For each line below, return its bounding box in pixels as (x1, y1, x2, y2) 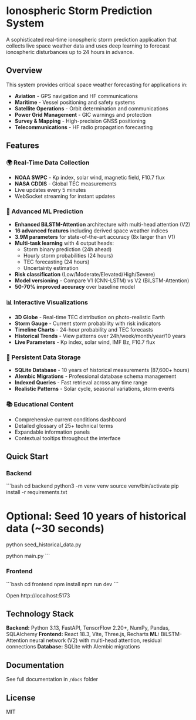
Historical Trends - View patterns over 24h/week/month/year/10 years (14, 333, 186, 340)
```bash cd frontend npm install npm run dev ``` (6, 580, 119, 587)
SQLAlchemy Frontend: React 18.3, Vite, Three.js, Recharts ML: (6, 631, 160, 638)
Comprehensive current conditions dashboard (14, 415, 126, 423)
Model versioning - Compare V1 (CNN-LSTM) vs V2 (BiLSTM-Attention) (14, 277, 190, 284)
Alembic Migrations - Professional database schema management (14, 373, 177, 380)
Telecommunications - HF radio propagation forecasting (14, 123, 153, 130)
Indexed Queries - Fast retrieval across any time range (14, 379, 148, 386)
